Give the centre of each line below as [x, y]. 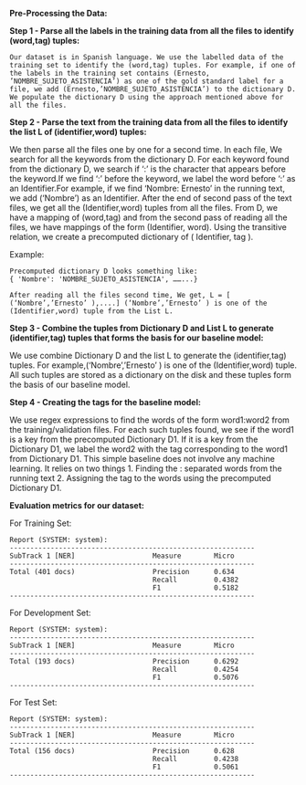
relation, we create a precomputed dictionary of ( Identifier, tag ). [132, 237]
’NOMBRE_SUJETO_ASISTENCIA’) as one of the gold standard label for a [147, 81]
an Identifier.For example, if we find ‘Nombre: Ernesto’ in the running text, [148, 188]
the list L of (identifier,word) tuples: [78, 132]
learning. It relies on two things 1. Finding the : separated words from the [146, 468]
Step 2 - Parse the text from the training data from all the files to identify [149, 122]
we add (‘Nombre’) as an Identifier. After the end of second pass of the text [151, 198]
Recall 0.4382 [195, 580]
